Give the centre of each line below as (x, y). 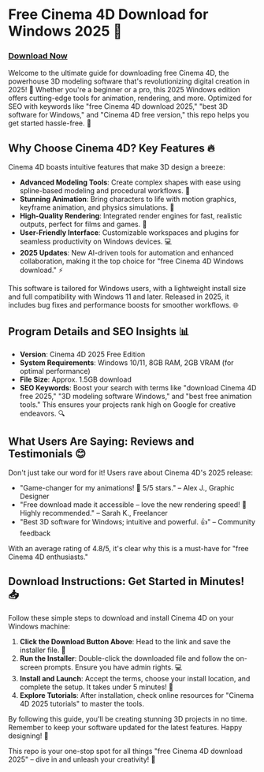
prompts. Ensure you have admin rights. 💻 (113, 667)
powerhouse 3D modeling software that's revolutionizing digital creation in (129, 81)
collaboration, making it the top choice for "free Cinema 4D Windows (132, 261)
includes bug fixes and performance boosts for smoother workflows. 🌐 (123, 305)
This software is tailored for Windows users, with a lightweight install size (127, 289)
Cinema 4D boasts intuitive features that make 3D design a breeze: (117, 167)
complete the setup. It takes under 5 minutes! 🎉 (96, 687)
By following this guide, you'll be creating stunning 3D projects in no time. (128, 718)
